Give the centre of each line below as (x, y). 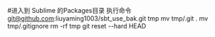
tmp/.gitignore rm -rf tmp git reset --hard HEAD (77, 26)
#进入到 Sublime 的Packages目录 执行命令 (69, 10)
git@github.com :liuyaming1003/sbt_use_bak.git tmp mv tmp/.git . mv (108, 18)
